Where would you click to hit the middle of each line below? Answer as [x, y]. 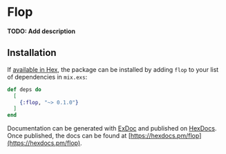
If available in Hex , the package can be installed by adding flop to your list [113, 69]
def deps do [24, 89]
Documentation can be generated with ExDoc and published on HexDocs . [112, 128]
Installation [32, 53]
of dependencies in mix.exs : [47, 77]
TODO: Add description [41, 31]
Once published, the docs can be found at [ [69, 136]
